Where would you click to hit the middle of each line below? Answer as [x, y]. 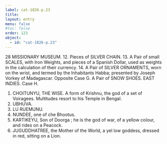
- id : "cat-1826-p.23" [33, 43]
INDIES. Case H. [22, 83]
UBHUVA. [22, 104]
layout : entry [20, 19]
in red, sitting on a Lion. [37, 135]
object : [13, 38]
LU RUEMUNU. [28, 109]
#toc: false [18, 29]
